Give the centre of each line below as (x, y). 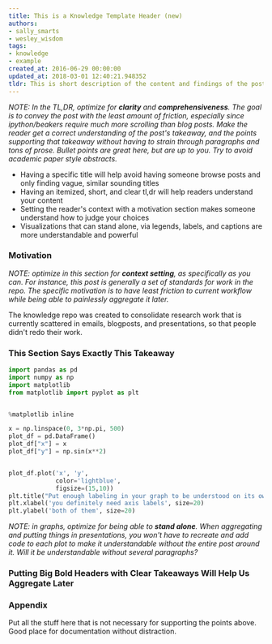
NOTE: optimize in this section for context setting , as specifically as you (130, 273)
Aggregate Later (41, 583)
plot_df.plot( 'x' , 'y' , (49, 473)
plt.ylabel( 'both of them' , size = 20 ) (72, 511)
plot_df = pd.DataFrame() (52, 436)
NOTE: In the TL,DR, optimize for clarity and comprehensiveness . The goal (135, 107)
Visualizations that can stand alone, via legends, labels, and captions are (141, 226)
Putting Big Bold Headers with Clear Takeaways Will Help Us (129, 573)
